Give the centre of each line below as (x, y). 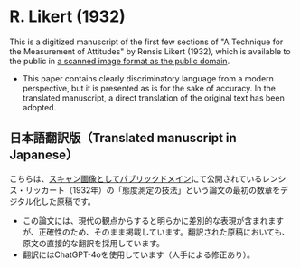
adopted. (39, 107)
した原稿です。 (68, 201)
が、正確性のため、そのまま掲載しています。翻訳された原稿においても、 (156, 232)
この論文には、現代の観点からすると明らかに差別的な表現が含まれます (153, 220)
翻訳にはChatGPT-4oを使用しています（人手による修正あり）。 (139, 254)
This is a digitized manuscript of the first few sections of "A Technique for (146, 42)
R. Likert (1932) (68, 17)
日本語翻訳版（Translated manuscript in (123, 138)
